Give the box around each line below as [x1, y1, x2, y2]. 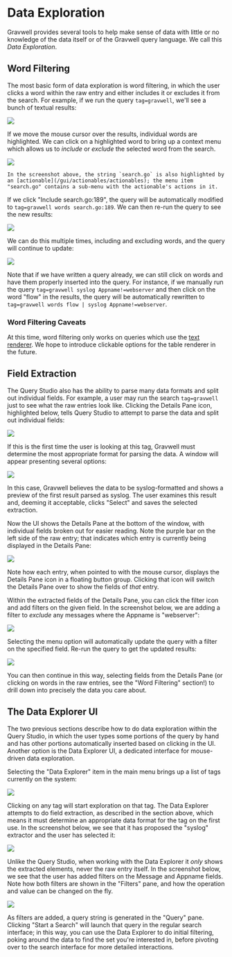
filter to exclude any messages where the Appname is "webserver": [7, 610, 200, 619]
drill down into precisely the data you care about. [7, 685, 147, 694]
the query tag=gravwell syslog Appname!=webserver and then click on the [7, 285, 216, 293]
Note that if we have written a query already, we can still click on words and [7, 270, 224, 278]
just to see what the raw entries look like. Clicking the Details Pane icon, [7, 401, 213, 409]
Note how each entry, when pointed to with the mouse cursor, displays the [7, 567, 220, 576]
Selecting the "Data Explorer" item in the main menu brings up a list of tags [7, 767, 221, 776]
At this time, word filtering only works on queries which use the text [7, 333, 200, 342]
